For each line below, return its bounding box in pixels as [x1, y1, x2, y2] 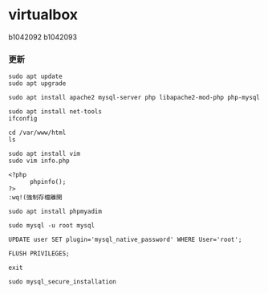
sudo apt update [8, 72, 63, 81]
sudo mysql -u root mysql [8, 222, 95, 230]
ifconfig [8, 115, 38, 123]
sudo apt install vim [8, 150, 81, 158]
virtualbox [8, 6, 79, 24]
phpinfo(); [29, 178, 67, 186]
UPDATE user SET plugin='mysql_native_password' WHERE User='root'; [8, 235, 242, 244]
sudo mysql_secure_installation [8, 278, 116, 286]
